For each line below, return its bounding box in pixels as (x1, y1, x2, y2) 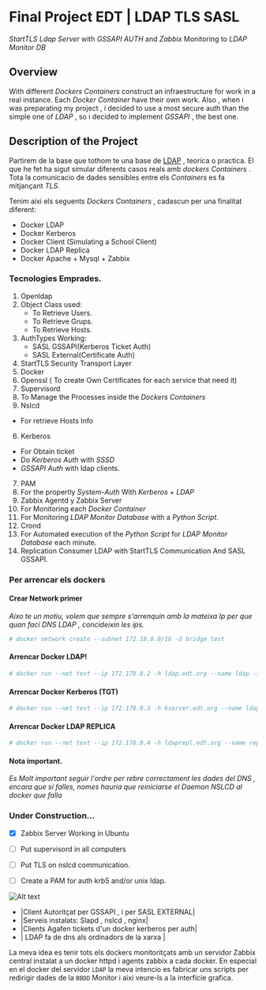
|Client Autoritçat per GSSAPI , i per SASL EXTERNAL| (20, 907, 196, 916)
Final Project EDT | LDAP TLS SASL (9, 8, 240, 26)
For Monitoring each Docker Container (20, 503, 146, 514)
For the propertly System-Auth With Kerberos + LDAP (20, 487, 195, 496)
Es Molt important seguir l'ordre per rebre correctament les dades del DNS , (9, 774, 256, 783)
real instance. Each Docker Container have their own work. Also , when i (9, 95, 244, 104)
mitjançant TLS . (9, 180, 60, 190)
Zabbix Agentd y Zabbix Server (20, 495, 122, 505)
